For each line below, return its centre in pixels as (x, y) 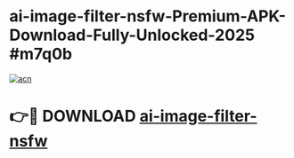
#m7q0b (41, 54)
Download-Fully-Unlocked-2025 (132, 35)
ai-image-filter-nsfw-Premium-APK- (148, 16)
